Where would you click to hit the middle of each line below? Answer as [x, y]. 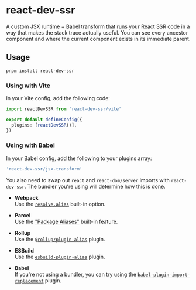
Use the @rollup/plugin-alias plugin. [60, 239]
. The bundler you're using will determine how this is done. [95, 186]
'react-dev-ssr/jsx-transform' [44, 169]
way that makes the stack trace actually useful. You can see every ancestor [97, 32]
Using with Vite [28, 86]
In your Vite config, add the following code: [58, 98]
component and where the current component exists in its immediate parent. [98, 39]
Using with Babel [31, 145]
